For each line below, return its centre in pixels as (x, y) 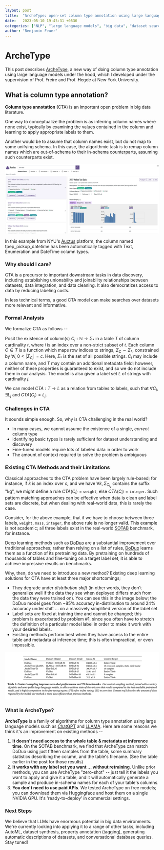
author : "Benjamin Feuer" (31, 31)
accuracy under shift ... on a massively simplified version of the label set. (85, 608)
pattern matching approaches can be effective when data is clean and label (81, 498)
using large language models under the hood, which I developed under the (80, 75)
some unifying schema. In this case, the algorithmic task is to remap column (82, 146)
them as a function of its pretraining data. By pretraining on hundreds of (77, 553)
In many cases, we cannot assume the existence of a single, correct (80, 429)
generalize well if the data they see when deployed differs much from (82, 593)
